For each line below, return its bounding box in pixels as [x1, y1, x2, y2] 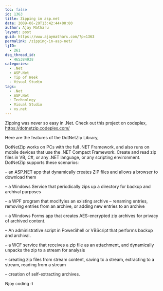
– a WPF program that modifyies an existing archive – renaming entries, [5, 198, 148, 204]
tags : [5, 84, 16, 89]
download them [5, 174, 36, 180]
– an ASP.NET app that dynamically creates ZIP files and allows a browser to [5, 169, 158, 175]
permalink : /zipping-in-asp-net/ [5, 39, 73, 44]
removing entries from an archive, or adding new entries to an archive [5, 203, 145, 209]
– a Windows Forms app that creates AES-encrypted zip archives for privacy [5, 213, 159, 218]
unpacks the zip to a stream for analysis [5, 247, 85, 253]
